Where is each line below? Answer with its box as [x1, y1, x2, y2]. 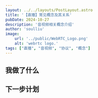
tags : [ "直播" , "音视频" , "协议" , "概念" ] [5, 46, 91, 51]
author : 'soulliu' [5, 27, 45, 32]
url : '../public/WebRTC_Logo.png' [14, 36, 88, 42]
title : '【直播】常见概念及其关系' [5, 12, 72, 17]
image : [5, 31, 19, 36]
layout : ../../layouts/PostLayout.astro [5, 7, 93, 13]
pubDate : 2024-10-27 [5, 17, 50, 22]
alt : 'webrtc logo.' [14, 41, 58, 46]
